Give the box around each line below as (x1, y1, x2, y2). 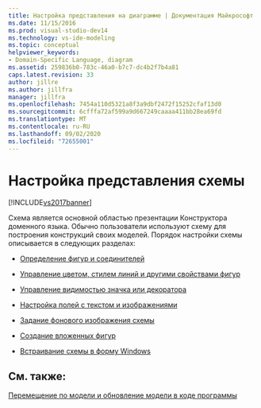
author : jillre (8, 78, 59, 86)
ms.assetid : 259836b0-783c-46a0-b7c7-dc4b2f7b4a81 (8, 64, 179, 72)
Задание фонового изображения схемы (19, 316, 155, 325)
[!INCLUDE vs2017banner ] (8, 198, 93, 208)
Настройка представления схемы (8, 172, 245, 189)
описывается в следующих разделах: (8, 239, 136, 248)
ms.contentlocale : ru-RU (8, 122, 90, 130)
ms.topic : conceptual (8, 41, 80, 49)
